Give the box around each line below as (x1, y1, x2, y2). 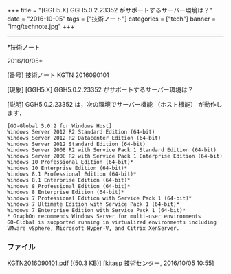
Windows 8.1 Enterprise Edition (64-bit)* (7, 177, 131, 184)
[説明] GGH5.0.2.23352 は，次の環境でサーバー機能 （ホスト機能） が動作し (7, 101, 223, 108)
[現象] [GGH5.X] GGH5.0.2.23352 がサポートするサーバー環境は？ (7, 85, 194, 94)
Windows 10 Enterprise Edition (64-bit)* (7, 165, 128, 171)
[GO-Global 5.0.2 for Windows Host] (7, 123, 112, 129)
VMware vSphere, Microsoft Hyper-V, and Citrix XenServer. (7, 225, 180, 232)
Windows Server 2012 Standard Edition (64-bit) (7, 140, 146, 147)
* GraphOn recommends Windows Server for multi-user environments (7, 213, 201, 220)
